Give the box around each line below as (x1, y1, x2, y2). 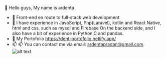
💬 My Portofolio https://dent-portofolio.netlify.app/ (12, 35, 116, 41)
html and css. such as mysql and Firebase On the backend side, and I (12, 25, 156, 31)
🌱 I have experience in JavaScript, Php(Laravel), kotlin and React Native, (12, 20, 161, 25)
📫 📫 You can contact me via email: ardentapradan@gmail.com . (12, 41, 145, 47)
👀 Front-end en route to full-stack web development (12, 14, 120, 20)
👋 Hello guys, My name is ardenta (5, 5, 75, 10)
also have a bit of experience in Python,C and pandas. (12, 30, 124, 36)
